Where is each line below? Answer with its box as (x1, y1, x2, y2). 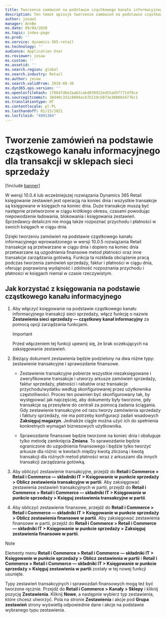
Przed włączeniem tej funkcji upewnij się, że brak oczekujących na (12, 340, 148, 346)
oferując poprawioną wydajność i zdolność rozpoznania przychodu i (5, 265, 144, 271)
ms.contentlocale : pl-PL (5, 104, 56, 109)
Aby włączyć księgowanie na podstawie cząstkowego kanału (12, 305, 137, 311)
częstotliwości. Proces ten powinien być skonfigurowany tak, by (19, 391, 150, 397)
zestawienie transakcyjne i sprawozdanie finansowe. (12, 360, 120, 367)
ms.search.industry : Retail (5, 72, 63, 77)
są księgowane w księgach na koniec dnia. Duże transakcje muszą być (5, 203, 150, 209)
